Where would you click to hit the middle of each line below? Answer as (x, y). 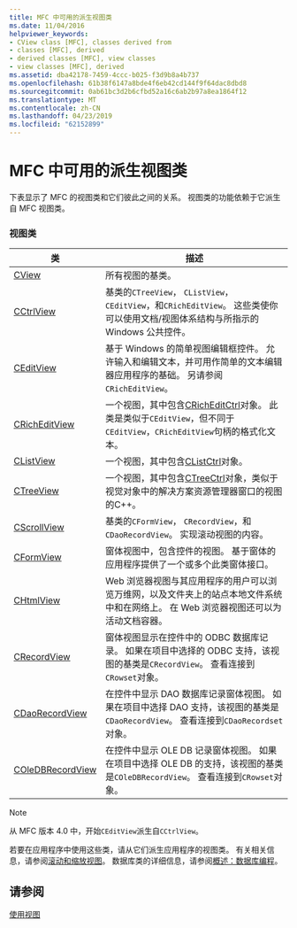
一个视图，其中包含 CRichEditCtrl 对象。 (186, 406)
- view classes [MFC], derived (67, 67)
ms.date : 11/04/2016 (47, 26)
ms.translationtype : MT (53, 100)
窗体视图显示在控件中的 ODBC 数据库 (182, 638)
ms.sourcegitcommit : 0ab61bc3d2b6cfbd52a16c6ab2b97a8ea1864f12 (128, 91)
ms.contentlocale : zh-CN (55, 108)
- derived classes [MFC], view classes (83, 58)
